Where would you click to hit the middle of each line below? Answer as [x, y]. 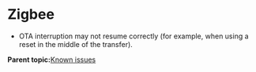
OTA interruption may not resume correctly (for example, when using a [134, 36]
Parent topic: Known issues [52, 59]
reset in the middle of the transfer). [76, 44]
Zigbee [31, 14]
